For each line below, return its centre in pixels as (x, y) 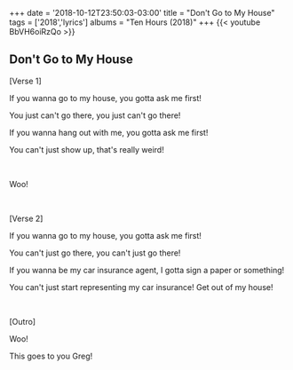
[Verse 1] (25, 81)
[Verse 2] (26, 218)
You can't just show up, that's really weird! (87, 149)
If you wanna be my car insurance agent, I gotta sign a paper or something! (147, 270)
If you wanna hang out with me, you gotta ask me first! (109, 132)
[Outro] (23, 321)
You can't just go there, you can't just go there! (95, 253)
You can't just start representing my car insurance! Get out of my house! (141, 287)
